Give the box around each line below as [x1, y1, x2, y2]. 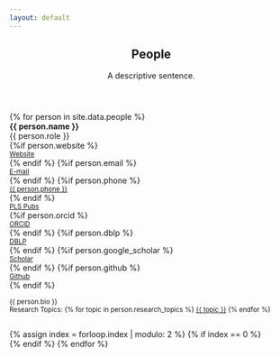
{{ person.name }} [9, 121, 79, 132]
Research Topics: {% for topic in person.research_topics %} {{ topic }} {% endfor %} [9, 306, 272, 315]
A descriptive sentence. [107, 70, 195, 81]
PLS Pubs [9, 202, 40, 212]
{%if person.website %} [9, 141, 99, 151]
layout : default [9, 13, 70, 23]
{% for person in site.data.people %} [9, 112, 146, 123]
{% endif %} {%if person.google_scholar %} [9, 245, 174, 256]
